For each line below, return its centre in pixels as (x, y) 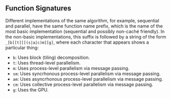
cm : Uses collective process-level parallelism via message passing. (83, 84)
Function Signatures (38, 8)
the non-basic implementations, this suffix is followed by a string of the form (86, 37)
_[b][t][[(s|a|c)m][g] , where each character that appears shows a (77, 42)
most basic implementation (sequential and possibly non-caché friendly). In (85, 31)
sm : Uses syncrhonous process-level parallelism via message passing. (87, 74)
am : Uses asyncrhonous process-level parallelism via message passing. (88, 79)
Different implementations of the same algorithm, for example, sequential (82, 20)
